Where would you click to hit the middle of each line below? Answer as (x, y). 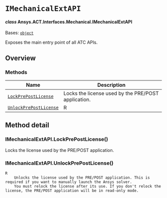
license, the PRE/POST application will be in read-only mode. (72, 191)
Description (111, 85)
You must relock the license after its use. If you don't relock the (88, 187)
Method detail (27, 125)
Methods (16, 72)
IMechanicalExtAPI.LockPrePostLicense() (57, 139)
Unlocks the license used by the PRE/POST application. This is (82, 178)
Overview (21, 58)
